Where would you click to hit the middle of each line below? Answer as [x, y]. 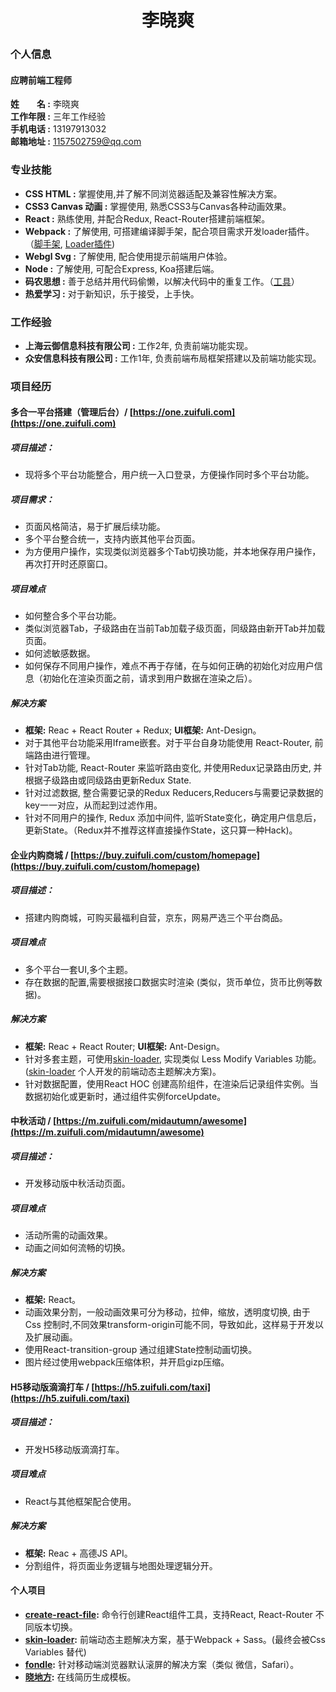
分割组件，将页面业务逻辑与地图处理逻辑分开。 [121, 1565]
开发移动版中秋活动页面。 [77, 1183]
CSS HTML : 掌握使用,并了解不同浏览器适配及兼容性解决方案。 [153, 193]
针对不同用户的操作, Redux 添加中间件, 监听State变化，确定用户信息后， [173, 818]
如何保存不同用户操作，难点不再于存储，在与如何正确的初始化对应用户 [169, 666]
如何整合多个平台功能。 [73, 616]
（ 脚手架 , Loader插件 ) [70, 243]
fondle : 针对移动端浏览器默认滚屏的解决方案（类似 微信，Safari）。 [162, 1664]
